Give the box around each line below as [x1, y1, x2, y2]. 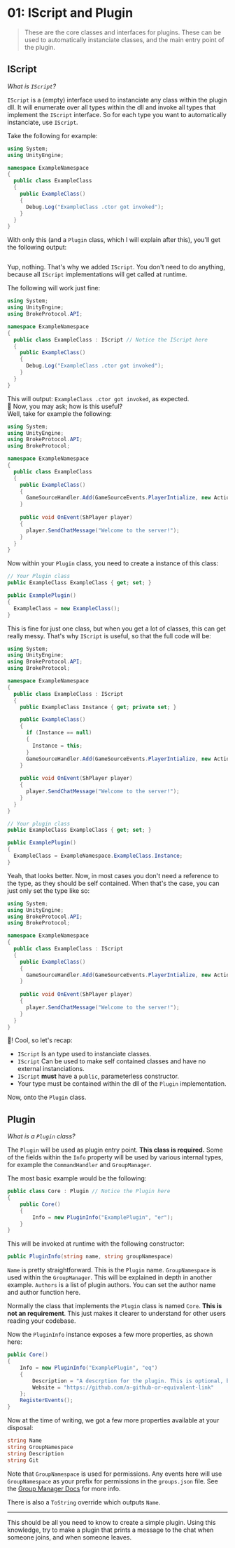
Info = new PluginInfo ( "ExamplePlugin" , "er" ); [32, 1213, 173, 1221]
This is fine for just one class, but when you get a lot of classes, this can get [7, 624, 226, 633]
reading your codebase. [7, 1317, 76, 1325]
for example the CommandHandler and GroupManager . [7, 1161, 152, 1169]
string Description [7, 1450, 64, 1457]
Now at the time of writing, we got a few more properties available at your [7, 1416, 220, 1425]
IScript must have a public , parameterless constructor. [17, 1072, 180, 1081]
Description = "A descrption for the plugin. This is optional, [32, 1377, 224, 1385]
